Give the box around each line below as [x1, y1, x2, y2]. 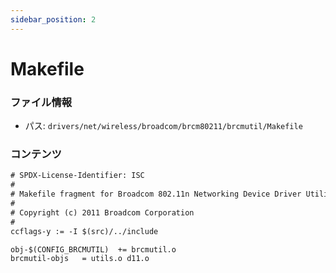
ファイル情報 [10, 95, 73, 109]
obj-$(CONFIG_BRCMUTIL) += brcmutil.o [10, 244, 177, 255]
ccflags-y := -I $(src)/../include [10, 226, 159, 236]
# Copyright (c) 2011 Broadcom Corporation [10, 207, 195, 218]
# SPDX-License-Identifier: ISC [10, 171, 145, 181]
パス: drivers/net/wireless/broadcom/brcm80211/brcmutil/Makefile [24, 120, 303, 132]
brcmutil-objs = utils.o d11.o [10, 254, 150, 264]
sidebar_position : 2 [10, 14, 97, 25]
